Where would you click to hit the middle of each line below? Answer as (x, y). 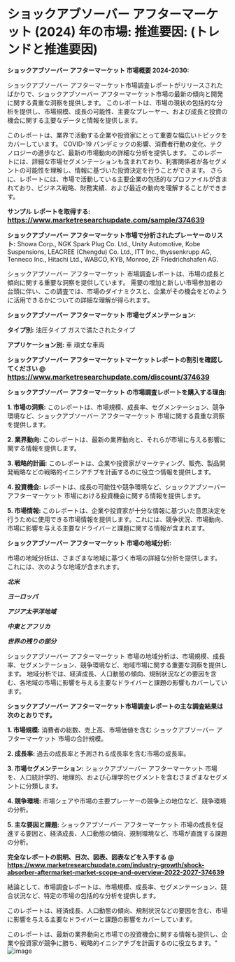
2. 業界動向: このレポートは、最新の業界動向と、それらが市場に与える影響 (114, 439)
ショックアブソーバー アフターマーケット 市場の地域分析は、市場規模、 (110, 656)
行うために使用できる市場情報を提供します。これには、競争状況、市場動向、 (117, 519)
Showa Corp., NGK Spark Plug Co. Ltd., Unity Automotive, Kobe (109, 243)
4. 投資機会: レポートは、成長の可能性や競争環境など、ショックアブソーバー (117, 487)
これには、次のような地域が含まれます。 (65, 566)
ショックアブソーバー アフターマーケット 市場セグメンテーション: (101, 315)
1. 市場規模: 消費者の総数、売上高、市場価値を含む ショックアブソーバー (111, 730)
